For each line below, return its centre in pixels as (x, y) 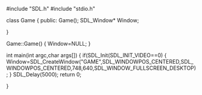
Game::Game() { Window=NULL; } (49, 44)
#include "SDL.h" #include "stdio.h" (51, 9)
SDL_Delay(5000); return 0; (47, 74)
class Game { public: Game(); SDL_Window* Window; (73, 20)
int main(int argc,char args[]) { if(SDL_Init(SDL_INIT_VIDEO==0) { (87, 55)
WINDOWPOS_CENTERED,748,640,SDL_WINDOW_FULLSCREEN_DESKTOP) (101, 68)
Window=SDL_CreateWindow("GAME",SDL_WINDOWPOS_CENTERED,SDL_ (100, 62)
